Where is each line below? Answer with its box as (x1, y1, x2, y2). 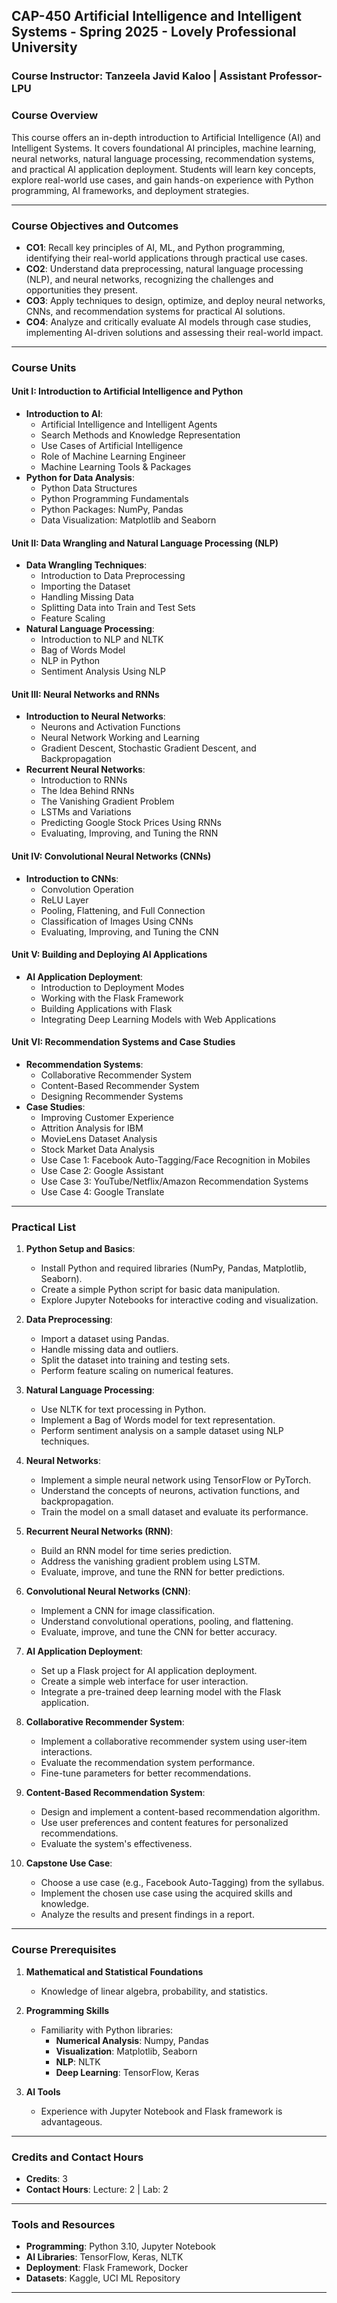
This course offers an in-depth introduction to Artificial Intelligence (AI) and (11, 131, 321, 143)
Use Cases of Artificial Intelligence (40, 440, 184, 452)
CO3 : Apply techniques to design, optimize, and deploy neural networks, (25, 294, 326, 306)
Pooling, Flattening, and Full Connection (40, 904, 206, 916)
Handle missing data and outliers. (40, 1344, 179, 1356)
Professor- (269, 69, 323, 83)
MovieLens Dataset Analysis (40, 1133, 158, 1145)
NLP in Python (40, 655, 101, 667)
